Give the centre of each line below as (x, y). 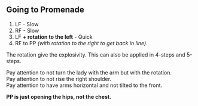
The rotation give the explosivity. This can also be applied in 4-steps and (96, 54)
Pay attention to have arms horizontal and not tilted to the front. (84, 85)
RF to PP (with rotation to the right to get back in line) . (81, 43)
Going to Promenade (45, 10)
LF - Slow (27, 24)
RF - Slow (27, 30)
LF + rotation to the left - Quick (54, 37)
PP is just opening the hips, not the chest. (59, 96)
